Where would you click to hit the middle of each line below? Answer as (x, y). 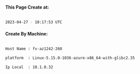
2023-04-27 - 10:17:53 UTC (34, 22)
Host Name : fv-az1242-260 (34, 49)
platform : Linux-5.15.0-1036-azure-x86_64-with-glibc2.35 (70, 58)
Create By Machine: (27, 33)
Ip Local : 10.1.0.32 (29, 67)
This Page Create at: (27, 7)
